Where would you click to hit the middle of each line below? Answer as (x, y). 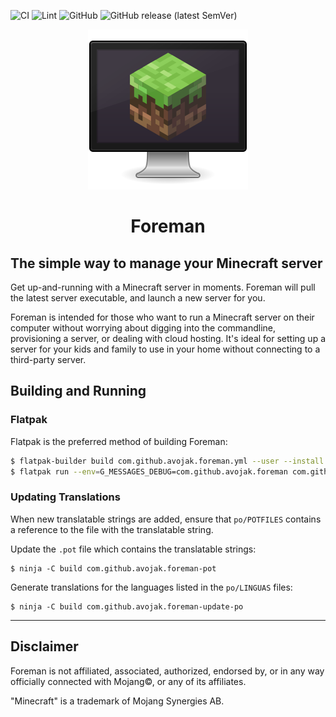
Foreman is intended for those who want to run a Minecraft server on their (162, 317)
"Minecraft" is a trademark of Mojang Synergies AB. (117, 701)
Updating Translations (65, 497)
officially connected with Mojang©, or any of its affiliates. (128, 681)
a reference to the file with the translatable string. (112, 529)
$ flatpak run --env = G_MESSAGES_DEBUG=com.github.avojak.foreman (149, 471)
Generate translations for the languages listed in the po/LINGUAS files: (151, 587)
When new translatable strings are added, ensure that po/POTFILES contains (166, 519)
